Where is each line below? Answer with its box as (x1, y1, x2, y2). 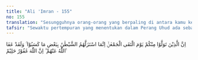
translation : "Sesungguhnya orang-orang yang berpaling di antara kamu (6, 19, 186, 25)
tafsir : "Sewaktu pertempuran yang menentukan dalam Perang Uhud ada (6, 24, 181, 31)
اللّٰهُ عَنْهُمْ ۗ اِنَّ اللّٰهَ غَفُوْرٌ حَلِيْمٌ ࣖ (6, 47, 68, 54)
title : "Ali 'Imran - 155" (6, 8, 72, 15)
